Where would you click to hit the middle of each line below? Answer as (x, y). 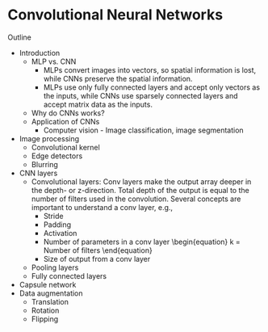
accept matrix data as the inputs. (98, 104)
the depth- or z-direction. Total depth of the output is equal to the (140, 190)
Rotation (45, 310)
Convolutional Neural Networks (115, 15)
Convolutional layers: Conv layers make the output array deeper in (141, 181)
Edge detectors (57, 156)
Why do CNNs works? (68, 113)
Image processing (49, 138)
